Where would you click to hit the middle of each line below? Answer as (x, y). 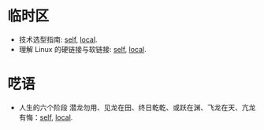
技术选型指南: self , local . (58, 39)
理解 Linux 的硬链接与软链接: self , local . (82, 49)
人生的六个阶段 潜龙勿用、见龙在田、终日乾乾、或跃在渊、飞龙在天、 (130, 107)
